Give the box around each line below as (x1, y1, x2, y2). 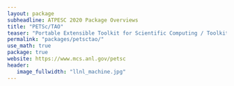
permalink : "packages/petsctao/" (7, 36, 104, 43)
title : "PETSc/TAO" (7, 23, 64, 30)
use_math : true (7, 42, 52, 49)
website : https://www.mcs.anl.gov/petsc (7, 55, 127, 62)
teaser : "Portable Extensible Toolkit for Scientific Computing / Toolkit (7, 29, 229, 37)
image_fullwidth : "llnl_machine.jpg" (16, 68, 127, 75)
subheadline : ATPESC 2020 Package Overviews (7, 17, 139, 24)
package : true (7, 49, 49, 56)
